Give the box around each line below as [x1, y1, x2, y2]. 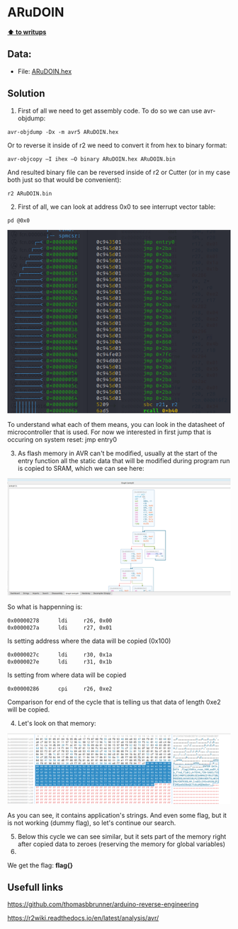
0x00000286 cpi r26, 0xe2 [7, 685, 113, 693]
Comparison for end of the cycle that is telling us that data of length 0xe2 [7, 698, 221, 707]
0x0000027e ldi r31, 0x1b [7, 659, 113, 666]
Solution [7, 88, 45, 100]
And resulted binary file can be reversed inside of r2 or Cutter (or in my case [7, 168, 230, 176]
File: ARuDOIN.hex [17, 67, 72, 75]
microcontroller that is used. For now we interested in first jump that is [7, 428, 212, 436]
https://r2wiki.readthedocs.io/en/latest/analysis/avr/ [7, 914, 159, 923]
